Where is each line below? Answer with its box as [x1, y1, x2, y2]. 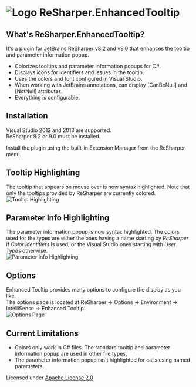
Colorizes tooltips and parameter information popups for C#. [14, 62, 161, 70]
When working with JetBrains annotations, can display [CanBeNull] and [14, 81, 188, 88]
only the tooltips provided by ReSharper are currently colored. [6, 189, 156, 197]
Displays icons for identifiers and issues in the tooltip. [14, 69, 144, 76]
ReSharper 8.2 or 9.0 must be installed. [6, 133, 101, 140]
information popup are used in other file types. [14, 350, 127, 358]
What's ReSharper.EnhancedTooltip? [6, 29, 145, 39]
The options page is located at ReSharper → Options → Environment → [6, 299, 178, 306]
